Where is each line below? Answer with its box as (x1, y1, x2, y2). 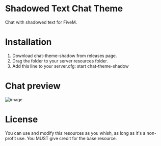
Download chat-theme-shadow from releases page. (12, 53, 117, 58)
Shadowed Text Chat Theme (5, 3, 123, 14)
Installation (5, 36, 52, 48)
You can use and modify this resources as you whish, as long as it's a (5, 130, 146, 136)
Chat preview (5, 81, 61, 91)
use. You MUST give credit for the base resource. (17, 135, 117, 141)
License (5, 114, 38, 125)
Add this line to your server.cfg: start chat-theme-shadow (12, 63, 129, 69)
